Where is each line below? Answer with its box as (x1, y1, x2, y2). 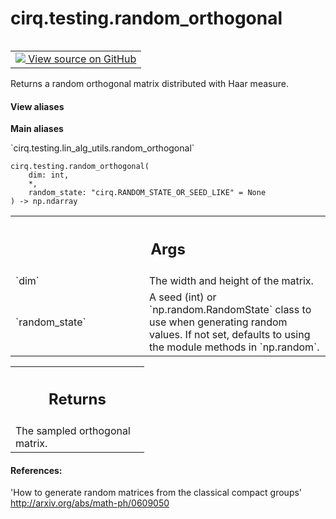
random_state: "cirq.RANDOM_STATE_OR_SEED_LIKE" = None (28, 188, 267, 198)
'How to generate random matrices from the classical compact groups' (10, 487, 303, 499)
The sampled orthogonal (15, 424, 131, 438)
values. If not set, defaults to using (149, 327, 311, 341)
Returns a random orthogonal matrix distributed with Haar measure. (10, 77, 289, 89)
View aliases (10, 100, 65, 112)
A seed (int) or (149, 290, 217, 304)
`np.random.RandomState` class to (149, 302, 312, 316)
